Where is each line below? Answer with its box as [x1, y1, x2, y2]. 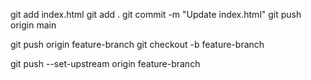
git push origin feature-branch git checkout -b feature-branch [10, 39, 265, 50]
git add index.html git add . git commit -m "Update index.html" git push [10, 9, 302, 20]
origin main [10, 19, 57, 31]
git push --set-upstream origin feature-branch [10, 58, 201, 69]
